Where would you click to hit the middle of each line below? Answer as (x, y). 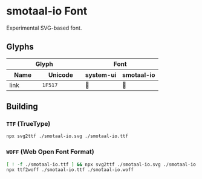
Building (22, 107)
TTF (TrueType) (28, 124)
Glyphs (20, 47)
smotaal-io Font (47, 11)
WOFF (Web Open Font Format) (50, 152)
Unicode (61, 75)
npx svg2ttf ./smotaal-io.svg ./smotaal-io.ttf (67, 136)
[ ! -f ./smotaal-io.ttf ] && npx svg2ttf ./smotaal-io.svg (84, 164)
